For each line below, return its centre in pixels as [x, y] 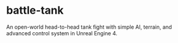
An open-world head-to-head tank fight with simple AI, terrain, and [89, 27]
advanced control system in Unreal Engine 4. [62, 33]
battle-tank [35, 10]
